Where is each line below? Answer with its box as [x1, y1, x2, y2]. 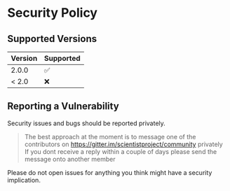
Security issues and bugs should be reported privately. [7, 119, 166, 127]
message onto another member [24, 155, 116, 163]
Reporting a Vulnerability [7, 100, 119, 113]
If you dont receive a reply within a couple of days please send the [24, 147, 217, 155]
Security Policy [7, 5, 98, 21]
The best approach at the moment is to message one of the [24, 132, 196, 141]
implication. [7, 176, 41, 184]
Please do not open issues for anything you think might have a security [7, 168, 212, 176]
